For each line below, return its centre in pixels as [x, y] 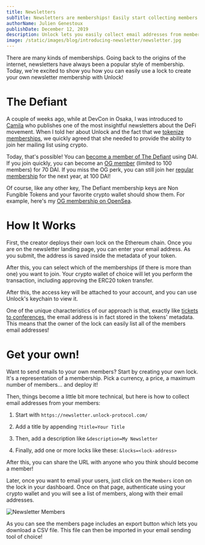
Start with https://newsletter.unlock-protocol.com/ [81, 415]
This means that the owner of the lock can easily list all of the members [96, 323]
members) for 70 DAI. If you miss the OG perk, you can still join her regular [100, 169]
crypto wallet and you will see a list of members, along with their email [95, 493]
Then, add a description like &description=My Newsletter [86, 438]
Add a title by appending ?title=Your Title [70, 426]
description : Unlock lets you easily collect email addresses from [94, 35]
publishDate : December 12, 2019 [47, 29]
